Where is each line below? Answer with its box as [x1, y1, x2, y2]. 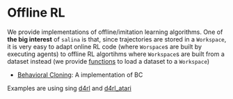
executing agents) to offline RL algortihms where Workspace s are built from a [7, 50, 225, 58]
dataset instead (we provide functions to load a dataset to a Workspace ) [7, 57, 210, 65]
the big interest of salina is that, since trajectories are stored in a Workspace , [7, 35, 227, 43]
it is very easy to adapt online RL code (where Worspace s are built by [7, 42, 202, 51]
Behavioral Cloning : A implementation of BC [17, 71, 143, 79]
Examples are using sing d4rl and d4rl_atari [7, 84, 132, 92]
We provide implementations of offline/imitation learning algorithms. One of [7, 28, 223, 36]
